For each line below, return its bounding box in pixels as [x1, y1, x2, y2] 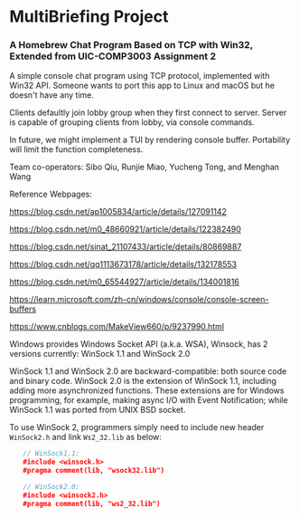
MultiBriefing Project [9, 6, 169, 27]
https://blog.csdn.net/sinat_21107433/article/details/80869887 [9, 242, 242, 253]
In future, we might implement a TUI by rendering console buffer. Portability [9, 134, 291, 146]
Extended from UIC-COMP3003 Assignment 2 [9, 50, 217, 62]
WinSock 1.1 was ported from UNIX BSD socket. [9, 405, 186, 416]
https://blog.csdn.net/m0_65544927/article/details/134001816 [9, 276, 239, 287]
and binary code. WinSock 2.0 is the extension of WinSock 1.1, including [9, 376, 277, 387]
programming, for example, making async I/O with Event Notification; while [9, 395, 288, 406]
